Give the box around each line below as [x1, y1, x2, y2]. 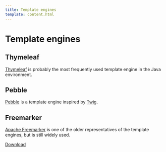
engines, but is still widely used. [5, 132, 70, 138]
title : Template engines [5, 7, 56, 12]
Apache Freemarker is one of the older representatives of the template [5, 127, 150, 133]
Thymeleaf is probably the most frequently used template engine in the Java [5, 66, 161, 72]
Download [5, 142, 26, 148]
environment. [5, 72, 32, 77]
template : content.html [5, 12, 55, 17]
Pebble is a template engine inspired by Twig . [5, 99, 98, 105]
